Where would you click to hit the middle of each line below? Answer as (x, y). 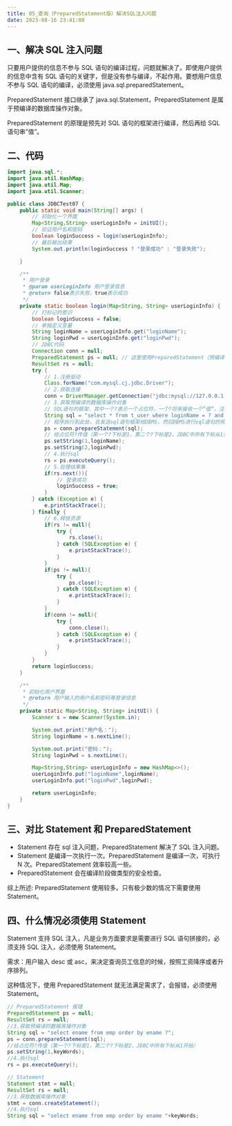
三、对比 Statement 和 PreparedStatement (99, 829)
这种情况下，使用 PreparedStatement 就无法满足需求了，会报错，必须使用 (112, 985)
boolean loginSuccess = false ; (77, 319)
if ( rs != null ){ (67, 525)
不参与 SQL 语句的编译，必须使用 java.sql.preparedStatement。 (97, 85)
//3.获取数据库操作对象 (37, 1097)
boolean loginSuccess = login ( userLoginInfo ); (100, 236)
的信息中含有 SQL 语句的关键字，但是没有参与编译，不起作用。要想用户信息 (115, 76)
